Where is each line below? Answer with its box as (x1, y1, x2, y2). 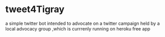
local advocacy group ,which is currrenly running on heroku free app (5, 25, 151, 31)
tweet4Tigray (5, 4, 65, 15)
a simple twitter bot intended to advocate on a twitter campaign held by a (5, 20, 160, 26)
